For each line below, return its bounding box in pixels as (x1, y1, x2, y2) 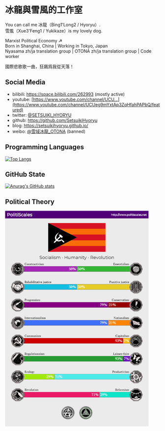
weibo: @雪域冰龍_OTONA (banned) (12, 128, 86, 134)
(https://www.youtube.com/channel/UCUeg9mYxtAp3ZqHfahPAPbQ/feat (12, 101, 160, 107)
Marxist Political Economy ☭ (5, 37, 63, 43)
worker (5, 53, 20, 59)
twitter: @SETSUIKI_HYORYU (12, 112, 72, 118)
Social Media (5, 78, 46, 87)
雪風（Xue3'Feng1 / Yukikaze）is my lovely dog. (5, 28, 103, 33)
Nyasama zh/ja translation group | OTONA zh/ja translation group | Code (5, 48, 152, 54)
